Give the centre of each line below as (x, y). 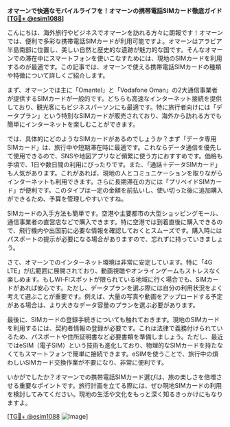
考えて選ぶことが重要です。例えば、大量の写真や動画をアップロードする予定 (115, 296)
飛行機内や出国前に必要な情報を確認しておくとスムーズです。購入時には (120, 230)
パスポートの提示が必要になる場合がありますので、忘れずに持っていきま (109, 239)
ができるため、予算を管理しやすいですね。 (67, 199)
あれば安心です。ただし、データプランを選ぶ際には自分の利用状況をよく (121, 288)
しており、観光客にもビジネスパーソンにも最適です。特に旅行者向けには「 (112, 107)
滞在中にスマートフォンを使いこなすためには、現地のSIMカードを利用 (124, 58)
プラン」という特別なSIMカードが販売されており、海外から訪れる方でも (120, 115)
